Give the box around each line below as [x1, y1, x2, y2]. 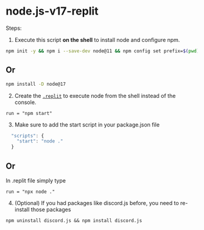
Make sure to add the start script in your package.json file [14, 120, 160, 128]
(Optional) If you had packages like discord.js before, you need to [14, 199, 179, 206]
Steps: [5, 24, 22, 32]
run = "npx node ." [5, 189, 55, 195]
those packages [30, 206, 71, 213]
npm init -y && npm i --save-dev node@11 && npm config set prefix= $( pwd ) [5, 47, 200, 54]
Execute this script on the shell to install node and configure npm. [14, 36, 180, 43]
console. [14, 99, 37, 106]
